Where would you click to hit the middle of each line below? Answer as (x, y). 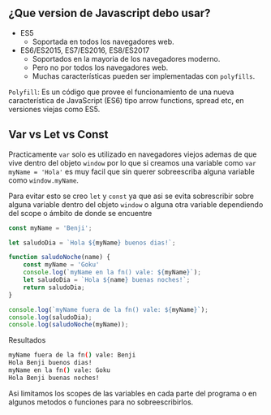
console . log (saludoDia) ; (50, 317)
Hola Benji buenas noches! (54, 378)
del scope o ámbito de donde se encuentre (80, 213)
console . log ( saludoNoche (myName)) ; (69, 325)
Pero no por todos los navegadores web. (100, 67)
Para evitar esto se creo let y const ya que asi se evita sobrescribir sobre (131, 196)
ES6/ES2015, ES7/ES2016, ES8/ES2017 (85, 50)
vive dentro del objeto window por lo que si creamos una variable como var (133, 162)
